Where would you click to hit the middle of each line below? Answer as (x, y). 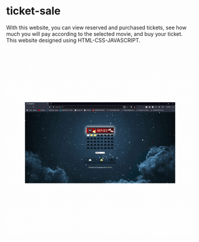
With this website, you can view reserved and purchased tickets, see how (96, 27)
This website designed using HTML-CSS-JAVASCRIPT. (73, 40)
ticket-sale (33, 11)
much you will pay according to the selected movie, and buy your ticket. (94, 33)
